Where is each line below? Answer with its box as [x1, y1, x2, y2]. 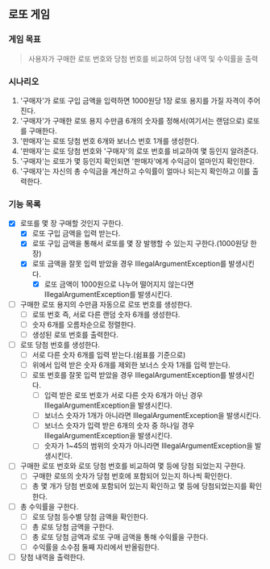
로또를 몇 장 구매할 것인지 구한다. [19, 219, 123, 228]
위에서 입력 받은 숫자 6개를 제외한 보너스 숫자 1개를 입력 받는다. [31, 360, 231, 370]
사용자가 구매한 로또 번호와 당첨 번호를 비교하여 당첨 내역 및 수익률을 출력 [27, 53, 259, 63]
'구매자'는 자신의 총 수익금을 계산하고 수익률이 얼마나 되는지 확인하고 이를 [19, 166, 251, 176]
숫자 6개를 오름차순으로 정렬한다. [31, 320, 136, 329]
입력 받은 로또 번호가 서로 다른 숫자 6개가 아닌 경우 [44, 391, 203, 400]
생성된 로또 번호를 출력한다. [31, 329, 118, 339]
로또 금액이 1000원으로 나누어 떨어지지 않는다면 [44, 279, 194, 289]
